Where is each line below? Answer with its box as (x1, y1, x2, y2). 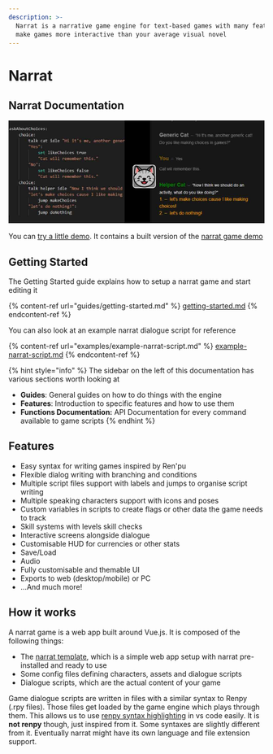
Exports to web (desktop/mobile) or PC (19, 573, 151, 583)
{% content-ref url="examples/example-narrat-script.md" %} (8, 341, 214, 351)
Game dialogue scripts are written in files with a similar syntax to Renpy (8, 693, 248, 703)
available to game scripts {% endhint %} (19, 416, 156, 425)
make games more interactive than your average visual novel (15, 30, 227, 38)
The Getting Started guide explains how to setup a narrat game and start (8, 277, 251, 286)
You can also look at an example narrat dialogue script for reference (8, 325, 236, 335)
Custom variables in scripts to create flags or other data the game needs (19, 504, 263, 514)
